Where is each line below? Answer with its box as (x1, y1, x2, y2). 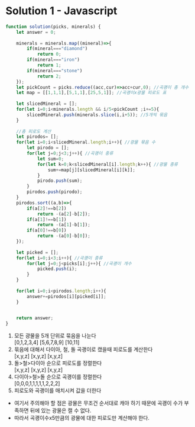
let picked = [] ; (16, 249, 59, 255)
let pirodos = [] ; (16, 134, 59, 140)
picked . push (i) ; (37, 266, 77, 272)
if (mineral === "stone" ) (27, 68, 83, 73)
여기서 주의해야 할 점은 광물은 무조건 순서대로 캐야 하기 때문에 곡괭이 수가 (14, 400, 183, 407)
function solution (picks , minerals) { (5, 24, 101, 30)
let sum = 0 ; (37, 156, 64, 162)
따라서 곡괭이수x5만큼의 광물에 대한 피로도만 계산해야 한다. (14, 415, 150, 422)
